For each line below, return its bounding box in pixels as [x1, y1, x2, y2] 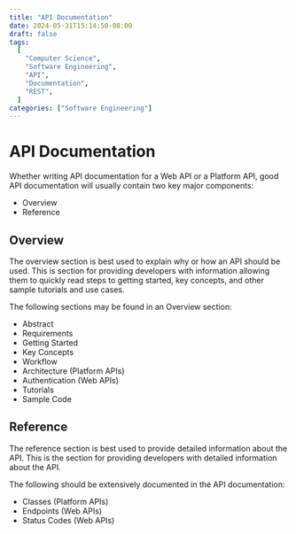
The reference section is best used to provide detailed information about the [9, 443, 288, 453]
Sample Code [21, 394, 73, 404]
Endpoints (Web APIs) [21, 506, 103, 516]
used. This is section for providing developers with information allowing [9, 266, 270, 275]
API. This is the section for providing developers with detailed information [9, 453, 277, 463]
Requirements [21, 329, 74, 338]
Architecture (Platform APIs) [21, 366, 126, 376]
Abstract [21, 319, 54, 329]
